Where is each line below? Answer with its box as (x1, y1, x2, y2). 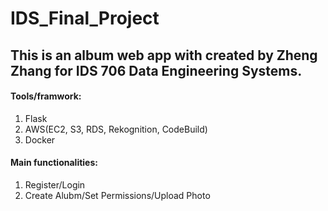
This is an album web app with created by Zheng (10, 47, 318, 64)
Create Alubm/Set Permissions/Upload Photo (24, 189, 211, 201)
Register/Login (24, 178, 86, 191)
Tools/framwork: (10, 90, 82, 102)
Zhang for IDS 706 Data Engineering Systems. (10, 62, 303, 79)
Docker (24, 133, 56, 146)
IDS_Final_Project (10, 7, 160, 30)
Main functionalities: (10, 157, 98, 169)
